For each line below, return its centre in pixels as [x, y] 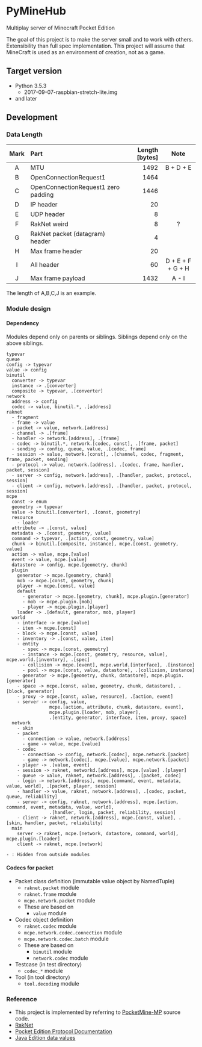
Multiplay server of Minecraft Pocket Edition [61, 28]
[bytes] [147, 158]
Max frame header [57, 251]
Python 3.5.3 [31, 85]
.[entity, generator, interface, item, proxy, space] [118, 718]
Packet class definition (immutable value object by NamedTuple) [95, 881]
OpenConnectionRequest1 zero [75, 187]
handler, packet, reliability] [64, 823]
